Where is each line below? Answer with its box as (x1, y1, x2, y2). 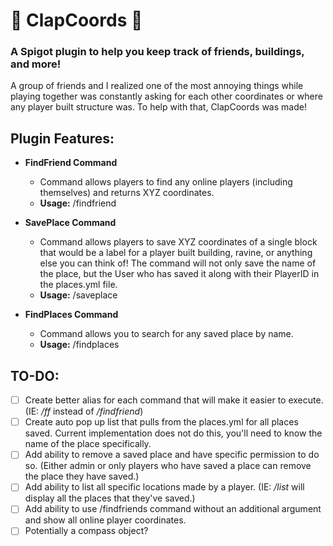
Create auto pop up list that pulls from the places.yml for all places (24, 416, 299, 428)
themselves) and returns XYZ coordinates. (39, 187, 215, 199)
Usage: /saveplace (39, 289, 118, 301)
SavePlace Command (24, 217, 117, 229)
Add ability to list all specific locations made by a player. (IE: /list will (24, 481, 305, 493)
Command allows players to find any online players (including (39, 176, 293, 188)
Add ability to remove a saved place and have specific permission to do (24, 449, 320, 461)
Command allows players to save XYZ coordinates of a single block (39, 236, 318, 248)
